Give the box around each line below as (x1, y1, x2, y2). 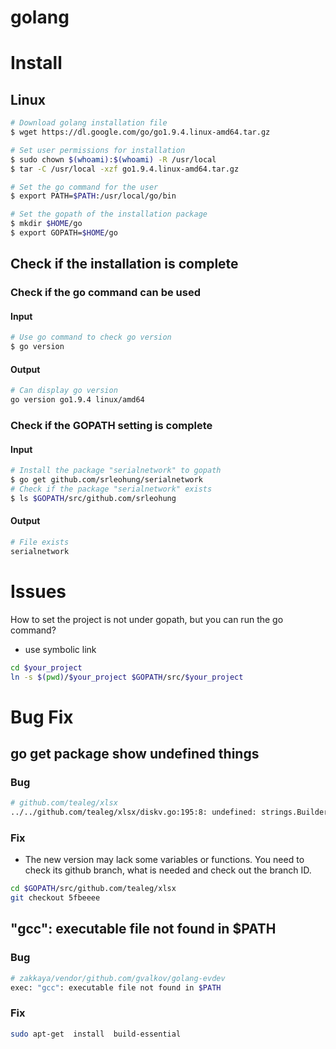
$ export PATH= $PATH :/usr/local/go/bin (10, 191, 177, 201)
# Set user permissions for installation (10, 145, 186, 155)
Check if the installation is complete (10, 256, 239, 273)
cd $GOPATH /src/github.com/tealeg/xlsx (10, 884, 177, 894)
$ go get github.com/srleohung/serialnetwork (10, 475, 203, 485)
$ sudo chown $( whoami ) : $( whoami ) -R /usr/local (10, 154, 217, 165)
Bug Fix (10, 706, 74, 728)
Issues (10, 580, 67, 603)
